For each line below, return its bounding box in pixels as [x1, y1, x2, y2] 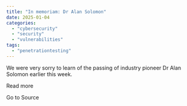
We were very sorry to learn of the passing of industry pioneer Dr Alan [6, 64, 182, 71]
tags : [6, 43, 20, 49]
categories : [6, 20, 36, 26]
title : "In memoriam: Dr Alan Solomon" [6, 8, 107, 15]
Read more [6, 82, 34, 89]
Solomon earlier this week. [6, 70, 72, 78]
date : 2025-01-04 [6, 14, 50, 20]
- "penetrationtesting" [11, 48, 71, 54]
